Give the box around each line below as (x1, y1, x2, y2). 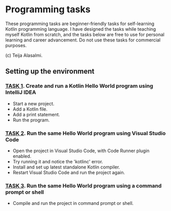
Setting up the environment (5, 67, 95, 76)
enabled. (12, 153, 32, 159)
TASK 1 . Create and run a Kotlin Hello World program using (5, 82, 154, 90)
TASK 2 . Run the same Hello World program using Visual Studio (5, 130, 166, 137)
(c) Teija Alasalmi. (5, 52, 42, 58)
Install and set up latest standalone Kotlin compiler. (12, 164, 120, 170)
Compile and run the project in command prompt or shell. (12, 200, 134, 206)
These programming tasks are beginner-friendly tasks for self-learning (5, 20, 155, 27)
